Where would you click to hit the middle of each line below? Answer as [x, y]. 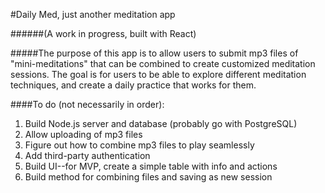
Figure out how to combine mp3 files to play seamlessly [139, 145]
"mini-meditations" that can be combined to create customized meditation [163, 63]
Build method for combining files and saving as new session [148, 177]
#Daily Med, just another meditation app [93, 14]
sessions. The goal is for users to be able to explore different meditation [158, 74]
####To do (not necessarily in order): [87, 104]
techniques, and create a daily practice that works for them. [133, 85]
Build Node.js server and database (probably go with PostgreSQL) [161, 123]
